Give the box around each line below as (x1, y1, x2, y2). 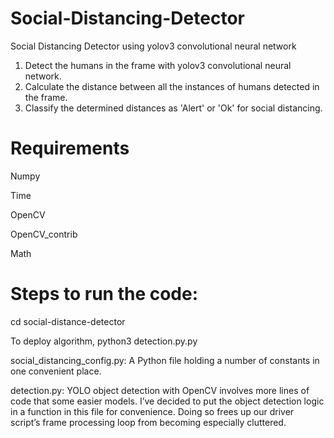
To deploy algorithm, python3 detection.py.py (10, 335, 198, 347)
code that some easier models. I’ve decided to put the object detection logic (10, 395, 325, 407)
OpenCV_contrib (10, 228, 78, 240)
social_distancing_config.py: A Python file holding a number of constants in (10, 354, 320, 366)
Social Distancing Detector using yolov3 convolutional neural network (10, 40, 297, 52)
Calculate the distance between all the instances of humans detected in (24, 80, 320, 92)
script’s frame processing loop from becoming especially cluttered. (10, 416, 287, 428)
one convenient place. (10, 365, 102, 377)
